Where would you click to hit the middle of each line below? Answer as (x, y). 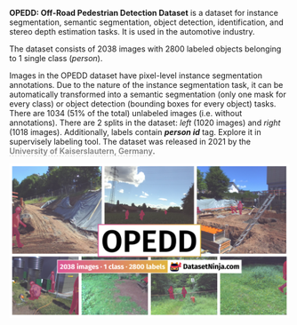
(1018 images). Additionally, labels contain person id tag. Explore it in (135, 132)
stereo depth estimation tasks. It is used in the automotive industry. (132, 32)
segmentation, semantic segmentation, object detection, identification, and (146, 22)
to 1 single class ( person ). (56, 58)
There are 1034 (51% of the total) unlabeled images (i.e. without (126, 113)
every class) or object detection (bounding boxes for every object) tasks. (143, 104)
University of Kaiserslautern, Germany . (82, 151)
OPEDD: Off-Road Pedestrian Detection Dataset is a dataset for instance (144, 13)
